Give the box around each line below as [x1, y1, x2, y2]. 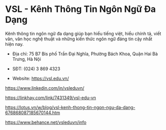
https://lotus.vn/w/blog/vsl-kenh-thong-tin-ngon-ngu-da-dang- [5, 104, 135, 110]
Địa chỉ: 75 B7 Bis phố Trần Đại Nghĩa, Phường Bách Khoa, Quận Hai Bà [12, 51, 158, 57]
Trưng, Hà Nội [12, 56, 41, 62]
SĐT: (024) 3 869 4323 [12, 66, 60, 72]
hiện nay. [5, 41, 24, 47]
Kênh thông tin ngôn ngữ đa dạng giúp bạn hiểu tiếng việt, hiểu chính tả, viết [5, 30, 162, 36]
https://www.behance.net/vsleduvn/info [5, 119, 87, 125]
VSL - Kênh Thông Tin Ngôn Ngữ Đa [5, 3, 156, 15]
